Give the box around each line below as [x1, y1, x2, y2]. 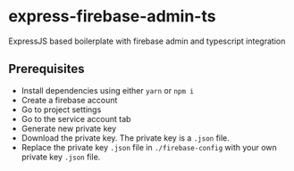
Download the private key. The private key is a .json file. [21, 132, 230, 143]
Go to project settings [21, 104, 102, 115]
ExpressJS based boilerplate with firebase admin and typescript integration [8, 36, 286, 46]
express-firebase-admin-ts [8, 6, 216, 27]
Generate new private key [21, 123, 117, 134]
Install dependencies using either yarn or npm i [21, 85, 194, 95]
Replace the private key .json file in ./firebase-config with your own [21, 142, 278, 152]
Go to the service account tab [21, 113, 131, 124]
